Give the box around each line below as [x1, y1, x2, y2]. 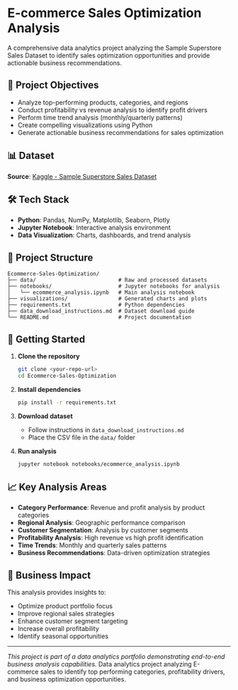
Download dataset [17, 412, 73, 420]
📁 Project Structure [7, 251, 93, 263]
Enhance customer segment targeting [17, 617, 128, 625]
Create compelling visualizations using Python [17, 121, 153, 129]
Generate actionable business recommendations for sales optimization [17, 128, 224, 136]
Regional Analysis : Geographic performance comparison [17, 518, 186, 527]
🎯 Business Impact [7, 569, 91, 581]
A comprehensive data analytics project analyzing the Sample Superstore [7, 43, 222, 52]
